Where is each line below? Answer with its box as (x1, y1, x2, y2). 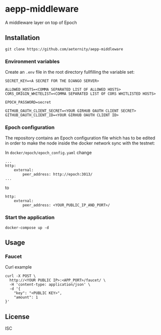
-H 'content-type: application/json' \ (9, 282, 91, 287)
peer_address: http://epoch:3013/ (22, 172, 93, 177)
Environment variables (5, 58, 60, 64)
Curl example (5, 264, 32, 270)
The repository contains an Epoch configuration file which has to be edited (5, 135, 155, 141)
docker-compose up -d (5, 225, 49, 230)
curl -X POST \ (5, 273, 36, 279)
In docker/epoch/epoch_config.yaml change (5, 150, 92, 156)
